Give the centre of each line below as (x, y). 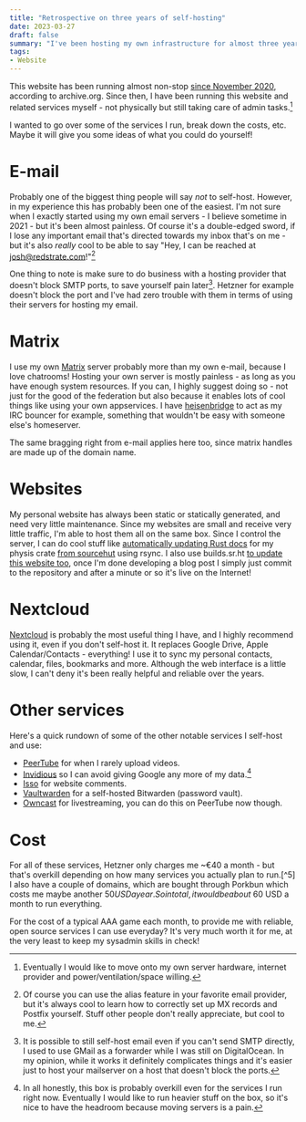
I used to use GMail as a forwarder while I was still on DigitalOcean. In (153, 1051)
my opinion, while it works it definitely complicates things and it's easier (158, 1061)
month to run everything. (56, 904)
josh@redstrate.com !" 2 (52, 255)
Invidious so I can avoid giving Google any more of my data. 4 (137, 774)
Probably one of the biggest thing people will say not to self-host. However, (151, 196)
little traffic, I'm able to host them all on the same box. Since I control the (145, 534)
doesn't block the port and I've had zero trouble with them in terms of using (151, 295)
